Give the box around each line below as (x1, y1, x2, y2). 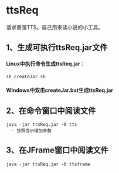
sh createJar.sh (6, 74, 46, 79)
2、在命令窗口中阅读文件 (6, 105, 96, 115)
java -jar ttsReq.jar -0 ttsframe (6, 161, 91, 167)
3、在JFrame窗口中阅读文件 (6, 145, 108, 155)
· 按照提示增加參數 (11, 128, 52, 134)
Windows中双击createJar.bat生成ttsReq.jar (6, 86, 113, 94)
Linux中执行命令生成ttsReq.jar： (6, 60, 86, 67)
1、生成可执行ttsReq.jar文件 (6, 42, 108, 53)
